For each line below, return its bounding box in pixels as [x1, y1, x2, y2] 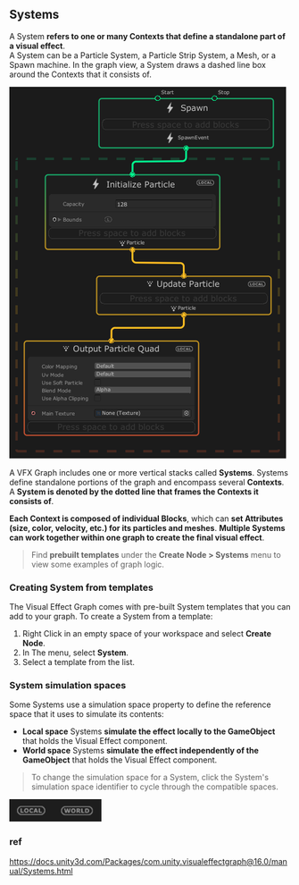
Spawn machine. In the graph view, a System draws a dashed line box [9, 59, 266, 70]
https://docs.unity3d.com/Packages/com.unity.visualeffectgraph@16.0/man [9, 855, 288, 866]
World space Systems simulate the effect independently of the [21, 746, 259, 756]
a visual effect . [9, 40, 65, 51]
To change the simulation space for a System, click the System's [30, 772, 270, 783]
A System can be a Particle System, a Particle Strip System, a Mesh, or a [9, 49, 277, 61]
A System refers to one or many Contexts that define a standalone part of [9, 30, 286, 41]
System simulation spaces [9, 679, 127, 692]
